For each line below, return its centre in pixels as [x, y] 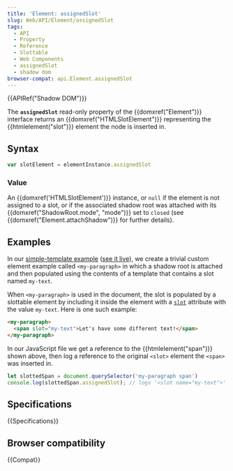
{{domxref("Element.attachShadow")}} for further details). [91, 220]
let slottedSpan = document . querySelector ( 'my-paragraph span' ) [103, 376]
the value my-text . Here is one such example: [72, 309]
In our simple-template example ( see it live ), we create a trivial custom [108, 259]
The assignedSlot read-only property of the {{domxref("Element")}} [105, 112]
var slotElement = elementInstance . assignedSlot [79, 165]
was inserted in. [30, 363]
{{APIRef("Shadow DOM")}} [47, 98]
